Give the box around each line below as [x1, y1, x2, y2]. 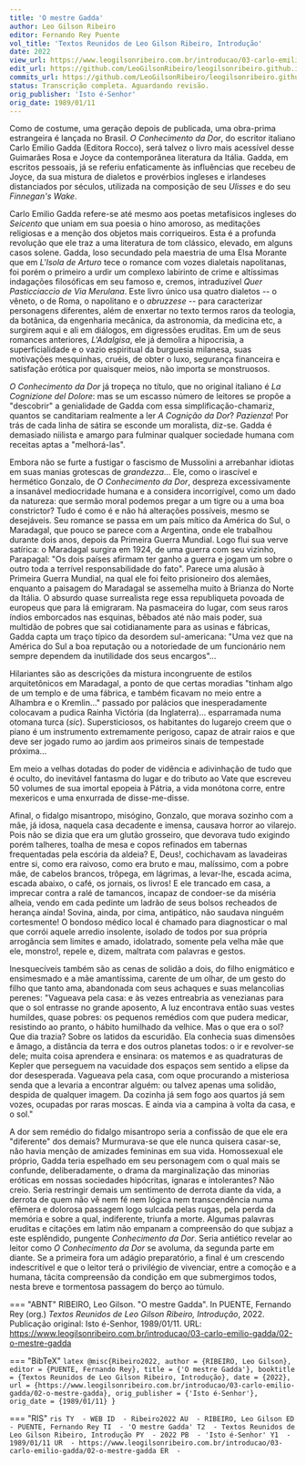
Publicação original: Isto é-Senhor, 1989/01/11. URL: [9, 1318, 202, 1329]
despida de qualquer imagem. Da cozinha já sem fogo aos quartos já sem [9, 1089, 285, 1100]
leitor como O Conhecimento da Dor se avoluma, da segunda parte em [9, 1243, 275, 1254]
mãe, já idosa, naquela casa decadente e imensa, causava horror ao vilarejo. [9, 820, 297, 831]
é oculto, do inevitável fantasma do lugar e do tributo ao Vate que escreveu [9, 773, 291, 784]
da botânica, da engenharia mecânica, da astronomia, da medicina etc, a [9, 315, 282, 326]
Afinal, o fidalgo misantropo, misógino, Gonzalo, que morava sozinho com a [9, 810, 294, 821]
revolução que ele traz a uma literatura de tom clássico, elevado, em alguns [9, 238, 293, 249]
